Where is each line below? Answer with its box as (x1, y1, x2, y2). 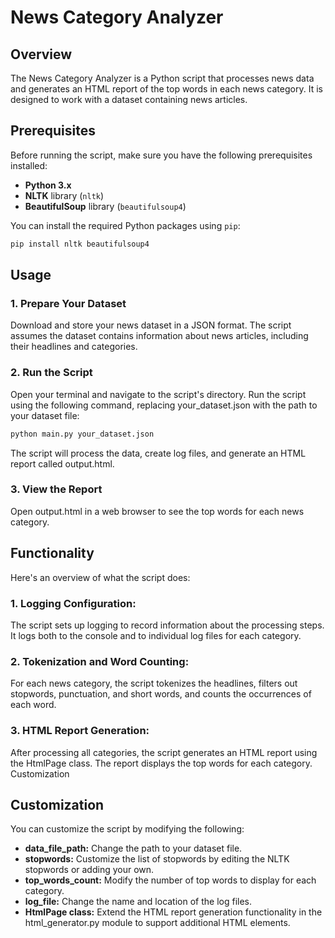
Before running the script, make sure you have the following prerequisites (10, 149, 313, 161)
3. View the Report (10, 482, 103, 496)
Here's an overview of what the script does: (10, 571, 191, 583)
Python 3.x (24, 179, 72, 191)
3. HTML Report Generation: (10, 724, 150, 738)
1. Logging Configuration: (10, 596, 137, 610)
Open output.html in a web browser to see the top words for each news (10, 505, 305, 517)
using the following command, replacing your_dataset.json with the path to (10, 399, 318, 411)
